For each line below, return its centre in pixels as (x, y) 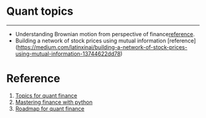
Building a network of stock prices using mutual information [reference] (105, 41)
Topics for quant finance (46, 95)
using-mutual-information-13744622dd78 (68, 53)
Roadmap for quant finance (50, 108)
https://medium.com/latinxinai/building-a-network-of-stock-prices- (102, 47)
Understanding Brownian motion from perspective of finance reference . (105, 34)
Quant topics (40, 11)
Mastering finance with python (54, 102)
